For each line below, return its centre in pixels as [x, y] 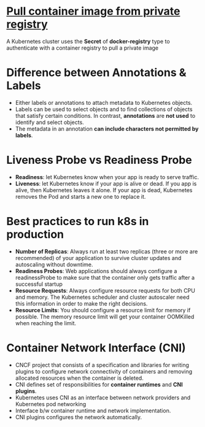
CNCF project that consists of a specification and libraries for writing [102, 365]
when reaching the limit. [46, 323]
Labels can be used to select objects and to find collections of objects [104, 109]
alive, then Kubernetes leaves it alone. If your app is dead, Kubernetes [104, 190]
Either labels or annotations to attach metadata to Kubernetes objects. [104, 102]
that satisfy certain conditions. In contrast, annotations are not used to [105, 115]
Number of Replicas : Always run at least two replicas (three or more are [106, 251]
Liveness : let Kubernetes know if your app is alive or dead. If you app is [106, 183]
